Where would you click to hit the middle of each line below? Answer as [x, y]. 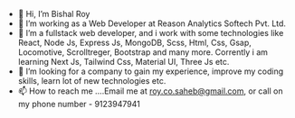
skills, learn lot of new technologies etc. [92, 81]
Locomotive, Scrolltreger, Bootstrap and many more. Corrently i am [143, 52]
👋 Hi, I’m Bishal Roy [54, 14]
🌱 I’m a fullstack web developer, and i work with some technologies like [151, 33]
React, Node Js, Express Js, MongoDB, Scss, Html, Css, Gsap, [134, 42]
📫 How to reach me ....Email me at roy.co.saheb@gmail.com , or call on [150, 91]
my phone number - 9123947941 [79, 104]
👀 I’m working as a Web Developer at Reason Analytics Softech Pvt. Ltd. [152, 23]
